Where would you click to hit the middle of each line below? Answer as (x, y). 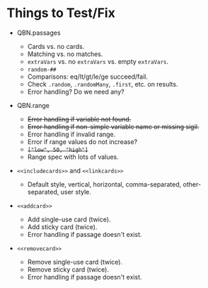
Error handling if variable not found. (79, 119)
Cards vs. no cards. (56, 46)
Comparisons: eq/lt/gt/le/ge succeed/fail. (88, 77)
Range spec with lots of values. (73, 157)
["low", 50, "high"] (58, 150)
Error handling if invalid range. (71, 134)
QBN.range (33, 105)
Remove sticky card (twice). (68, 269)
